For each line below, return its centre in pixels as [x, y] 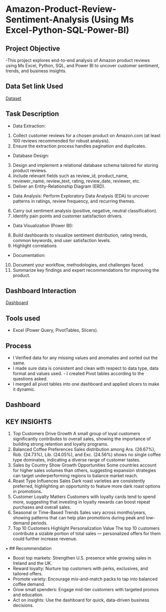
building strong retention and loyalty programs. [61, 444]
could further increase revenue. [45, 539]
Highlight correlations [35, 246]
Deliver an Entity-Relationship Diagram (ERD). [59, 186]
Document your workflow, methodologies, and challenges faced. [79, 265]
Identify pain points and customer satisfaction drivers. [68, 216]
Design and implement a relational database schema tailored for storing [85, 165]
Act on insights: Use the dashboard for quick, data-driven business [81, 600]
